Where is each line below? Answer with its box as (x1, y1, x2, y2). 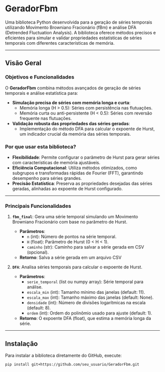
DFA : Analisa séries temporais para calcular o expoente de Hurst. (12, 264, 142, 270)
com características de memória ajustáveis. (12, 159, 101, 165)
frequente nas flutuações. (19, 115, 72, 121)
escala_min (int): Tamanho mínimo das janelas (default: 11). (27, 289, 145, 295)
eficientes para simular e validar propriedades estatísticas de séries (5, 35, 142, 41)
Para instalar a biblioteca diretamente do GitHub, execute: (5, 352, 122, 359)
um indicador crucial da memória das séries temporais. (19, 131, 131, 137)
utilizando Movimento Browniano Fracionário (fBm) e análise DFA (5, 24, 137, 30)
